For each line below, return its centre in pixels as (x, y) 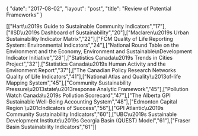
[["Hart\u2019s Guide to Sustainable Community (65, 26)
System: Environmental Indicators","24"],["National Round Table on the (93, 45)
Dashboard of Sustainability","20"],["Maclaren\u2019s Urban (115, 33)
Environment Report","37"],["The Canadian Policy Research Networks (91, 70)
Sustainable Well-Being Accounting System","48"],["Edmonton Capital (92, 102)
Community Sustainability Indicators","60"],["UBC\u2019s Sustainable (91, 114)
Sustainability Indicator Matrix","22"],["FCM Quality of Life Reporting (90, 39)
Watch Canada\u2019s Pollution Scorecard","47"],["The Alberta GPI (88, 95)
